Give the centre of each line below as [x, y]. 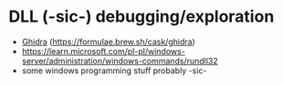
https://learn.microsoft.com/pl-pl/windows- [104, 51]
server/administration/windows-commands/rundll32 [120, 61]
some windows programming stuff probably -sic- [114, 71]
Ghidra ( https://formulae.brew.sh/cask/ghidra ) [108, 42]
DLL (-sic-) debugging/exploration [141, 17]
